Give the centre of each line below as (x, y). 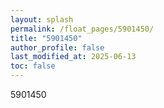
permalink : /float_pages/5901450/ (82, 29)
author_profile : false (57, 47)
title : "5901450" (46, 38)
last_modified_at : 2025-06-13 (73, 57)
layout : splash (42, 19)
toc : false (33, 66)
